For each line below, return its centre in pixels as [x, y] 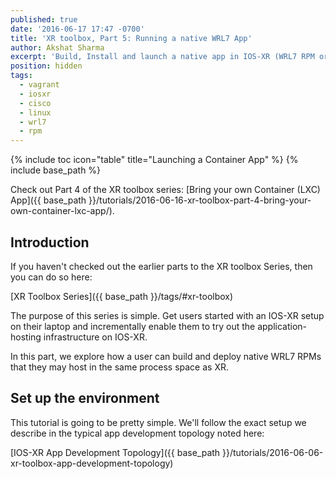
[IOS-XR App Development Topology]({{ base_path [115, 452]
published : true [44, 19]
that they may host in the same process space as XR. [119, 367]
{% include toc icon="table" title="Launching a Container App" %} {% [154, 160]
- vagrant [39, 85]
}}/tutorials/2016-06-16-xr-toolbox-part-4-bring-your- [200, 200]
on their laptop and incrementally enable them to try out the [133, 326]
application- [282, 326]
